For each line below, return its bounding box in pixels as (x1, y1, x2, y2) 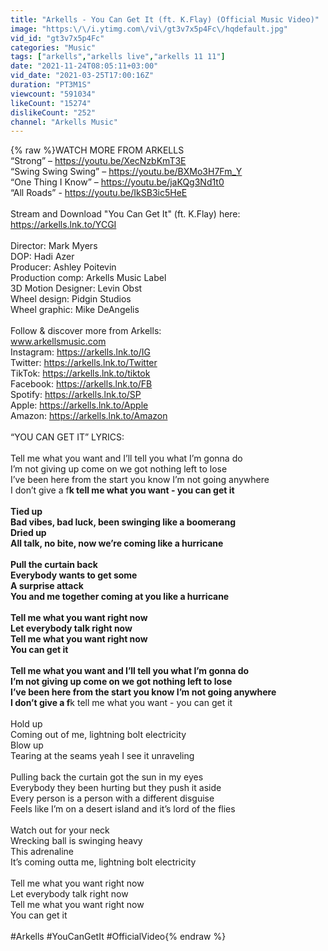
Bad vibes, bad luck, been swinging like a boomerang (10, 516, 237, 528)
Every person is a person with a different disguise (10, 792, 215, 805)
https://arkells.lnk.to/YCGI (10, 219, 117, 231)
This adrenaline (10, 846, 75, 858)
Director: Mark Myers (10, 240, 98, 252)
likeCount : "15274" (10, 98, 92, 108)
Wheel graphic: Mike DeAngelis (10, 304, 140, 316)
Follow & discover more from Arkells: (10, 325, 162, 337)
